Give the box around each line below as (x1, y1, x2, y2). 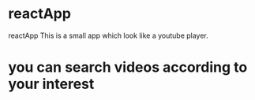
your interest (8, 76, 95, 93)
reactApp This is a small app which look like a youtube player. (8, 31, 209, 40)
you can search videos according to (8, 58, 248, 76)
